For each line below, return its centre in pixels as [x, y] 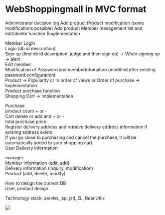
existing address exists [29, 132]
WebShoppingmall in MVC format [76, 9]
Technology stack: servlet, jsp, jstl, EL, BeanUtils [55, 198]
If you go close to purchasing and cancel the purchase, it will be [71, 137]
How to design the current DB [36, 183]
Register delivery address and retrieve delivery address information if [76, 127]
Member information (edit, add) [37, 163]
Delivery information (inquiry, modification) [49, 168]
